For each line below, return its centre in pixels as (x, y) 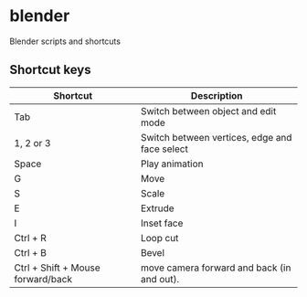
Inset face (162, 223)
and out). (160, 279)
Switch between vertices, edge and (216, 137)
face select (164, 149)
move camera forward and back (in (216, 268)
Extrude (158, 208)
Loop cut (159, 238)
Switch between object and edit (208, 111)
